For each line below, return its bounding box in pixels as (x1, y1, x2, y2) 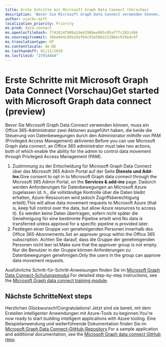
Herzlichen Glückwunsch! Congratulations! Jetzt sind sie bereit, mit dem (5, 305, 151, 311)
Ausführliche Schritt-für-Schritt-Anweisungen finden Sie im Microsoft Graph (5, 267, 160, 273)
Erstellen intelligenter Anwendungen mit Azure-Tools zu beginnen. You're (5, 310, 153, 316)
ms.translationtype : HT (5, 39, 54, 44)
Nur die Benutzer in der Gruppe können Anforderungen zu (12, 247, 131, 253)
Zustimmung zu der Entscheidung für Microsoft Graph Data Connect (12, 163, 152, 169)
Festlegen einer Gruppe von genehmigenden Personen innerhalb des (12, 226, 153, 232)
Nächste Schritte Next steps (5, 292, 92, 300)
